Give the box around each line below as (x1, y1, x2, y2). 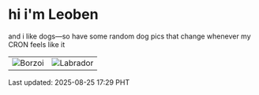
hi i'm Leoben (8, 5, 99, 24)
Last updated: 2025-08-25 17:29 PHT (8, 77, 130, 87)
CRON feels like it (8, 39, 66, 49)
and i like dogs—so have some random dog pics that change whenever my (8, 31, 251, 41)
